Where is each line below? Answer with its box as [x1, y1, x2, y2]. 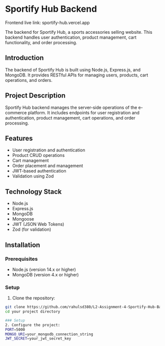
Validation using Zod [12, 173, 54, 179]
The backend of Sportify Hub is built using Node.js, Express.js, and [5, 67, 141, 73]
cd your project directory [5, 309, 60, 314]
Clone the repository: [12, 295, 55, 301]
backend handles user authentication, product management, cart [5, 34, 137, 40]
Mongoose [12, 216, 34, 222]
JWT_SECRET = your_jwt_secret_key [5, 336, 71, 341]
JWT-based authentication [12, 168, 66, 174]
